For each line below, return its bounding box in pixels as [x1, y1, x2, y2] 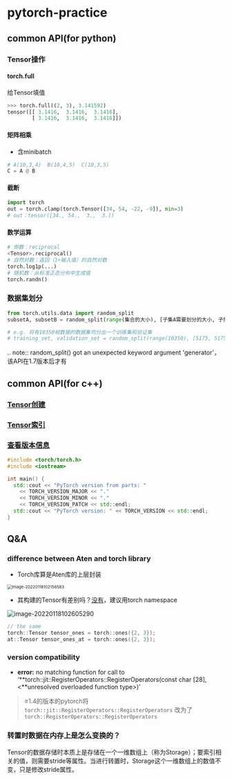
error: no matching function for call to [17, 668, 126, 676]
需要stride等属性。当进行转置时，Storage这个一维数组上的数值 [37, 756, 215, 765]
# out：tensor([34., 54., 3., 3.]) [7, 212, 115, 219]
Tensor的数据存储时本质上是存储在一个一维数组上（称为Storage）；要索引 [7, 747, 216, 756]
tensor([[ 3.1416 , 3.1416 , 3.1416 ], [7, 109, 119, 116]
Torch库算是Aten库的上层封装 [17, 570, 101, 579]
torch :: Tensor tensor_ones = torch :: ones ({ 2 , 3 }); [7, 630, 156, 637]
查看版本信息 [7, 440, 50, 450]
